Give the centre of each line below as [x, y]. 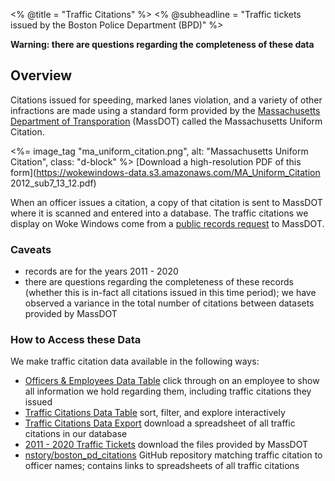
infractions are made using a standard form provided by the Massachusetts [165, 110]
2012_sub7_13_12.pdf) [53, 183]
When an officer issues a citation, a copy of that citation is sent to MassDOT [166, 202]
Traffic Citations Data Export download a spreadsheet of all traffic [160, 423]
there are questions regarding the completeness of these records [159, 282]
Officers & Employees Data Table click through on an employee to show [172, 381]
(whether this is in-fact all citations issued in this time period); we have [170, 293]
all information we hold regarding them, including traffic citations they [168, 391]
